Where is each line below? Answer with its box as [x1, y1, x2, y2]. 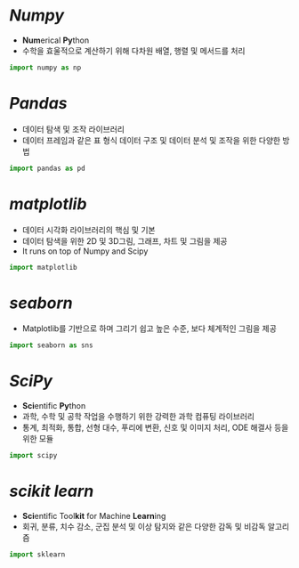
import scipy [9, 451, 58, 460]
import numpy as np [9, 63, 82, 72]
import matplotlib [9, 263, 77, 272]
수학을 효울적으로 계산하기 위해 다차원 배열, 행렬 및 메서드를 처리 [21, 45, 246, 56]
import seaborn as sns [9, 341, 93, 350]
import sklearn [9, 550, 66, 559]
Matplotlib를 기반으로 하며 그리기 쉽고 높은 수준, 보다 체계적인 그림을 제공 [21, 323, 278, 334]
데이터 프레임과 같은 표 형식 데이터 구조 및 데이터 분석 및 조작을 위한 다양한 [21, 134, 281, 145]
